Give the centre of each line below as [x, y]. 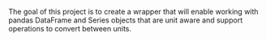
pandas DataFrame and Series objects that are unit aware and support [126, 20]
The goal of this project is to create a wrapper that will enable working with [133, 12]
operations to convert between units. [70, 29]
